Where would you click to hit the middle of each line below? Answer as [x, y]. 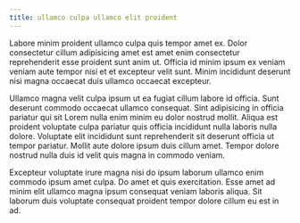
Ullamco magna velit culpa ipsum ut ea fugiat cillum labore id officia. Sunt [144, 98]
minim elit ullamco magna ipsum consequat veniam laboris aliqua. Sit [136, 191]
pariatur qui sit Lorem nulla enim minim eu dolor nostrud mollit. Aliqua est [144, 117]
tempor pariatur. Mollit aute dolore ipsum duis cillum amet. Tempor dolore [144, 145]
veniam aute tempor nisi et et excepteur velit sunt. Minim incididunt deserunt [150, 71]
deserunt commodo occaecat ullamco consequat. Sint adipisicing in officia [146, 107]
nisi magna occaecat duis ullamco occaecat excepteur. [110, 80]
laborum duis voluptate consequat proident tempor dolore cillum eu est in [144, 201]
